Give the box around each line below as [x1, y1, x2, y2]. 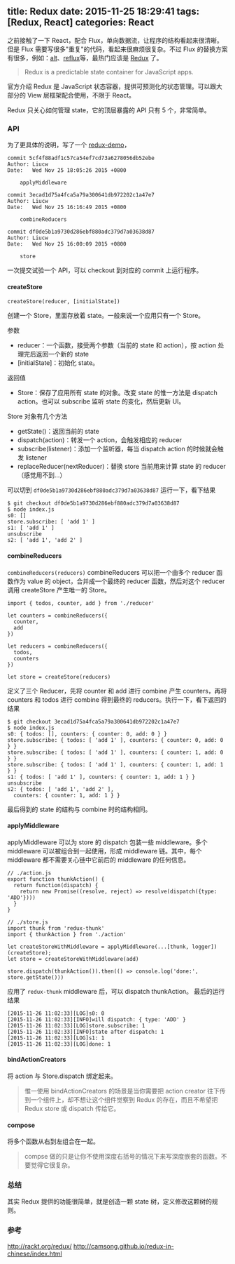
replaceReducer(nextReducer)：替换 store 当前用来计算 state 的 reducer [17, 463, 226, 471]
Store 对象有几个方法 [7, 412, 68, 420]
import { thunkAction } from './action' [7, 931, 127, 938]
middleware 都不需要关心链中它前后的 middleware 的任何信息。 [7, 856, 190, 864]
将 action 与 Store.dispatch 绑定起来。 [7, 1072, 117, 1080]
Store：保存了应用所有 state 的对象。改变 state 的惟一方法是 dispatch [17, 389, 218, 397]
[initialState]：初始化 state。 [17, 359, 99, 367]
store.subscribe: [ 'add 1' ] [7, 519, 96, 526]
